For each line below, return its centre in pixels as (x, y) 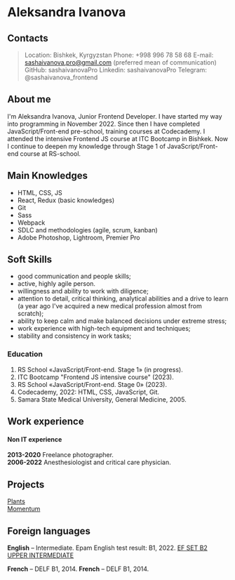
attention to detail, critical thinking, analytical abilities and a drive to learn (123, 298)
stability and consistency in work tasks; (74, 336)
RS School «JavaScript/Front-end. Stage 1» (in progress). (100, 369)
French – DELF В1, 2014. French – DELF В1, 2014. (78, 569)
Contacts (28, 38)
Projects (26, 484)
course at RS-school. (51, 153)
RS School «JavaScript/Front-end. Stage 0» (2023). (92, 384)
